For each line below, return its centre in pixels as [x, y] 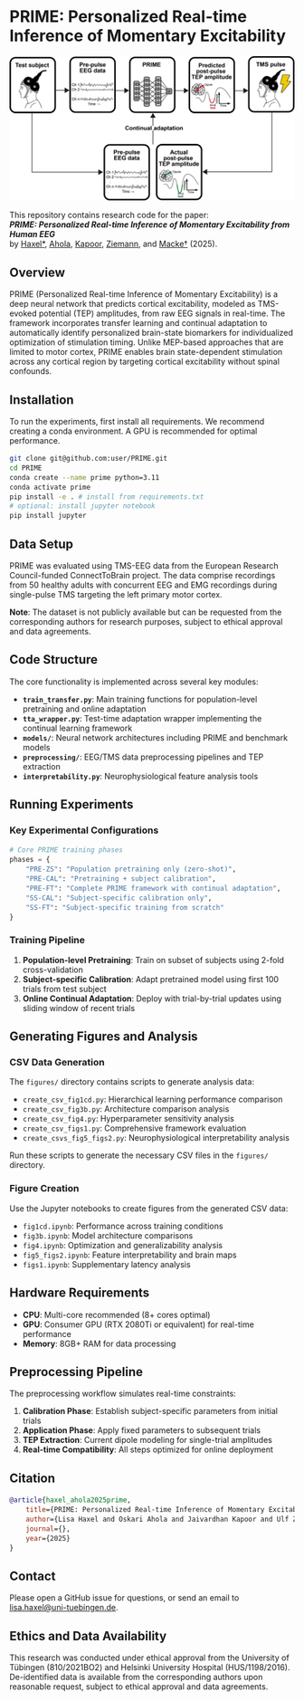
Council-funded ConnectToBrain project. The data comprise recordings [142, 575]
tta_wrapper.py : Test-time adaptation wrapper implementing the [142, 718]
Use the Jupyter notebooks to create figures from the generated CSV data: [149, 1208]
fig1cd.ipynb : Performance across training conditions [123, 1226]
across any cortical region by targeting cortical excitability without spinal [145, 362]
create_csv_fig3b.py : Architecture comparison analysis [126, 1109]
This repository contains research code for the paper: [109, 215]
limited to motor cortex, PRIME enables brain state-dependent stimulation [146, 352]
